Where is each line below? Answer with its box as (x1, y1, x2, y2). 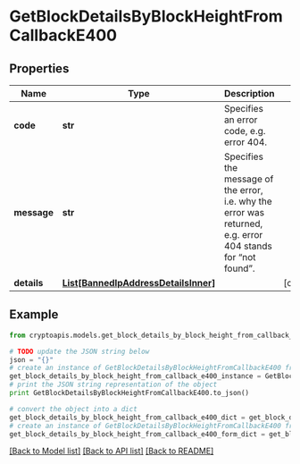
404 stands (223, 240, 272, 252)
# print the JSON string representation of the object (9, 380, 218, 390)
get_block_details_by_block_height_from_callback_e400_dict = (9, 413, 246, 422)
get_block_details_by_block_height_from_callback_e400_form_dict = (9, 429, 266, 439)
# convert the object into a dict (9, 404, 138, 413)
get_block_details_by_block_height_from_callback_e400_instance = (9, 372, 262, 381)
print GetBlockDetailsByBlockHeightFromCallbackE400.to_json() (9, 389, 250, 398)
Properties (9, 61, 70, 76)
